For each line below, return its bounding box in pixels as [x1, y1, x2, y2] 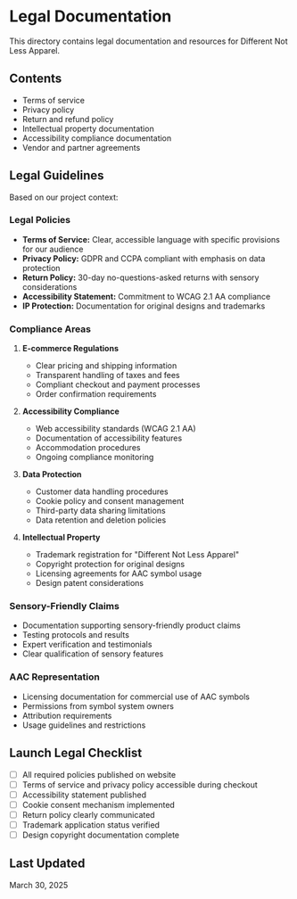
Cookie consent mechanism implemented [21, 799, 176, 810]
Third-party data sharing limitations [35, 506, 167, 516]
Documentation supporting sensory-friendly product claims [21, 620, 241, 631]
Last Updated [9, 856, 86, 871]
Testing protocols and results [21, 630, 129, 640]
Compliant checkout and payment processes [35, 379, 201, 390]
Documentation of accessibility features [35, 433, 183, 443]
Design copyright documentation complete [21, 829, 180, 840]
